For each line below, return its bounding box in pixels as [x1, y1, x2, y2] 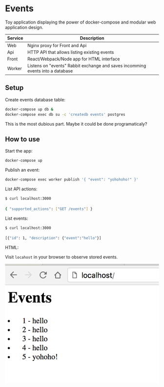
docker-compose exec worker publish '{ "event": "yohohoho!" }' [5, 177, 139, 182]
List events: [5, 215, 28, 221]
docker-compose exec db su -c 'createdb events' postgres [5, 112, 125, 117]
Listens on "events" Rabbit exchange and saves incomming [27, 63, 146, 69]
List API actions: [5, 186, 38, 192]
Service [7, 35, 23, 41]
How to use [5, 135, 40, 143]
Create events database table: [5, 97, 66, 103]
